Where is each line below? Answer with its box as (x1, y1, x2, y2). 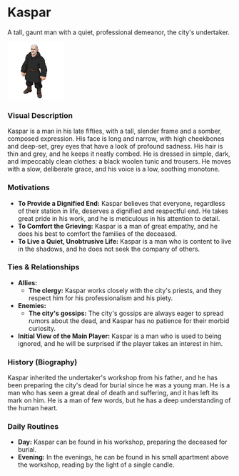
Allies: (17, 278, 38, 287)
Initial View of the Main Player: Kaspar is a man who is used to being (17, 332, 222, 340)
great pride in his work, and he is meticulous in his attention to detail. (17, 214, 220, 222)
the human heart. (7, 404, 59, 412)
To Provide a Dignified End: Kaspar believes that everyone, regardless (17, 199, 225, 207)
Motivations (7, 183, 50, 193)
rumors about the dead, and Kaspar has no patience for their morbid (28, 316, 230, 325)
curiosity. (28, 324, 56, 332)
